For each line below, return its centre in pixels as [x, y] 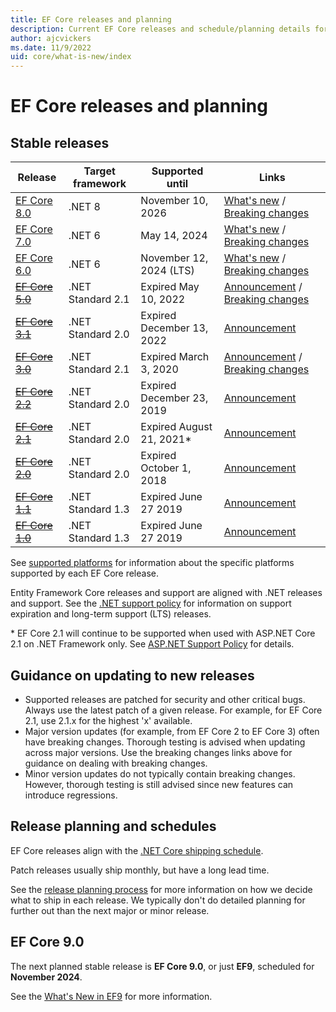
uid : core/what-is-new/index [71, 57]
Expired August [176, 427]
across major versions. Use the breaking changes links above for [158, 752]
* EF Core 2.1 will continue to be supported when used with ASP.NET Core [163, 633]
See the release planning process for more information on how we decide [161, 889]
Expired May [170, 287]
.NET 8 [84, 207]
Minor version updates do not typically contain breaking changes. [160, 773]
